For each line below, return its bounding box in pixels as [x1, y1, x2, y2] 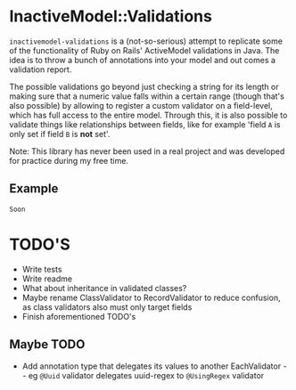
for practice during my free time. [9, 155, 129, 166]
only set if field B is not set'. [9, 128, 111, 139]
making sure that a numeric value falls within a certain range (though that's [9, 91, 285, 102]
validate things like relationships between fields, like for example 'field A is [9, 118, 281, 130]
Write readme [21, 273, 73, 284]
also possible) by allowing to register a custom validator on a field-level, [9, 100, 274, 110]
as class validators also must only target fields [21, 301, 193, 313]
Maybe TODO [9, 337, 86, 353]
